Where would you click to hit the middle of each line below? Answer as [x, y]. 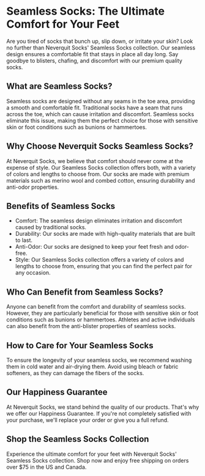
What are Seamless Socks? [59, 86]
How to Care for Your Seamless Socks [80, 346]
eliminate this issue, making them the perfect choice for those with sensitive [102, 120]
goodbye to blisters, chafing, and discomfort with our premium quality [94, 60]
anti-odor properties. [33, 187]
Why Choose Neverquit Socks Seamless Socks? [100, 146]
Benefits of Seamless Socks [61, 206]
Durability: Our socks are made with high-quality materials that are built [105, 234]
